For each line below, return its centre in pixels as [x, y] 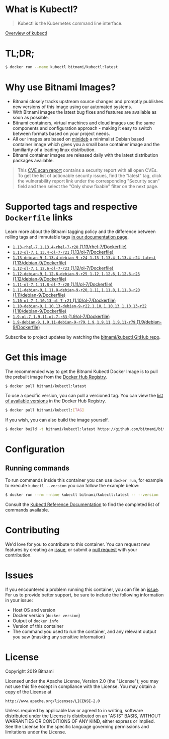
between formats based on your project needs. [61, 133]
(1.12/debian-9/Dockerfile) [39, 279]
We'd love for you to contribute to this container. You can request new [78, 544]
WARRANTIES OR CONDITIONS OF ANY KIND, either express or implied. [80, 721]
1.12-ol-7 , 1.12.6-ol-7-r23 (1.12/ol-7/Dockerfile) [63, 268]
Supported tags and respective [71, 206]
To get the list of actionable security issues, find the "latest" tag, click [90, 175]
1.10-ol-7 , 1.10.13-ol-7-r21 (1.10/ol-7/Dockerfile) [64, 300]
